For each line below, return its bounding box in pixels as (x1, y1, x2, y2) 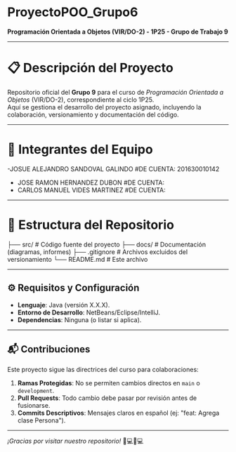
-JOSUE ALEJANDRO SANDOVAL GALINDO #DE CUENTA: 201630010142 (7, 164, 220, 173)
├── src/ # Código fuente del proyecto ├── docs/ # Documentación (7, 240, 206, 248)
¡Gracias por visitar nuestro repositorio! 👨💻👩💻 (7, 437, 144, 446)
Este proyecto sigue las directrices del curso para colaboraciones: (7, 366, 199, 374)
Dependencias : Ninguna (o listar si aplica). (17, 315, 142, 324)
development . (17, 387, 55, 395)
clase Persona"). (17, 416, 66, 425)
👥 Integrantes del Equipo (7, 142, 153, 158)
